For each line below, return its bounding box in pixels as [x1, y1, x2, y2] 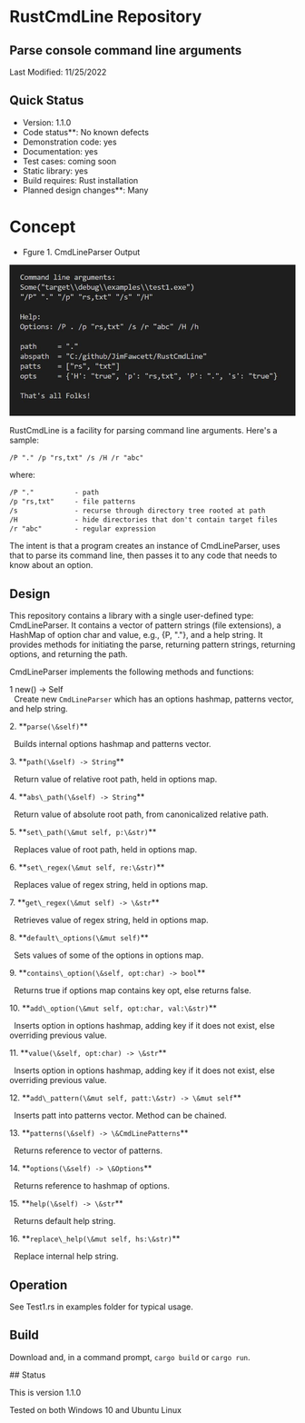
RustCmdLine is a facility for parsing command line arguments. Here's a [9, 425, 278, 436]
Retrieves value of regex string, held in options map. [13, 915, 209, 926]
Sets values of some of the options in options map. [13, 950, 204, 960]
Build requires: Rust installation [22, 174, 139, 185]
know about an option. [9, 560, 93, 571]
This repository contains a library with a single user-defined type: [9, 611, 254, 622]
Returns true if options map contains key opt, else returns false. [13, 985, 251, 996]
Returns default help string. [13, 1216, 116, 1227]
